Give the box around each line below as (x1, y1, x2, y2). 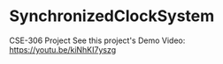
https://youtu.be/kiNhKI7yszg (9, 44, 117, 54)
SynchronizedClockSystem (9, 6, 215, 26)
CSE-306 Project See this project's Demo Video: (9, 35, 186, 46)
